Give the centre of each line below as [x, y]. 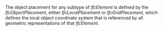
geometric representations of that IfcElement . [52, 23]
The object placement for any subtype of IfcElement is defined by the [77, 7]
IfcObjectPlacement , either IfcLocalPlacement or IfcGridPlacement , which [81, 12]
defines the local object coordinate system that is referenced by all [74, 18]
